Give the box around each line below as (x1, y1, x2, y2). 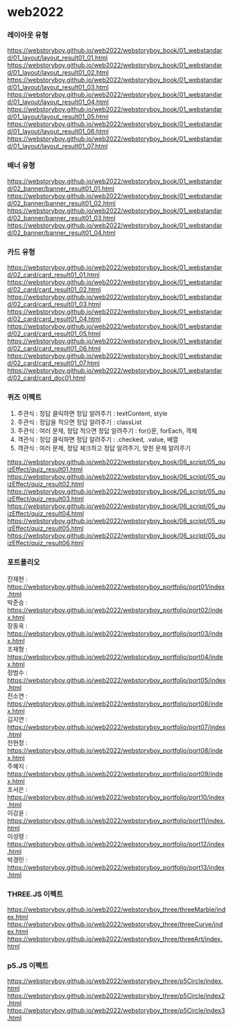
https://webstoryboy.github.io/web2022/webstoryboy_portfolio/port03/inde (7, 629, 223, 638)
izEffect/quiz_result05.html (7, 524, 84, 532)
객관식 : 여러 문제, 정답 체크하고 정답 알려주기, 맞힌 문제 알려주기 (17, 444, 191, 453)
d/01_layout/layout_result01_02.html (7, 69, 109, 77)
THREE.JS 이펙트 (7, 889, 64, 898)
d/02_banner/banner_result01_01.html (7, 184, 114, 193)
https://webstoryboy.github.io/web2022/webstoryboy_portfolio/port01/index (7, 582, 225, 591)
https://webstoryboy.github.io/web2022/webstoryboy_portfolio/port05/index (7, 676, 226, 684)
